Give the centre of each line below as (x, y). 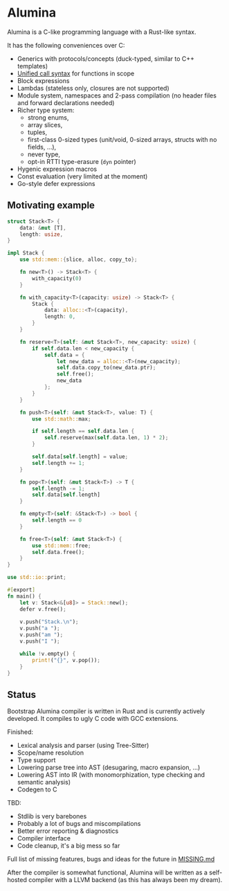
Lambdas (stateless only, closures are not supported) (93, 88)
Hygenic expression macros (57, 169)
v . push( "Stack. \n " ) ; (49, 622)
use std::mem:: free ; (62, 545)
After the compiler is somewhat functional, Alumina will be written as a (107, 872)
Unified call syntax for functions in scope (76, 73)
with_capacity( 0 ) (57, 278)
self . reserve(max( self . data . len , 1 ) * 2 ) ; (106, 438)
